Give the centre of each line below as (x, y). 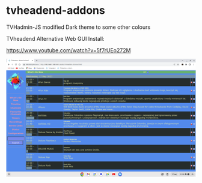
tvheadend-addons (56, 10)
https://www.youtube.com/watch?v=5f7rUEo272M (69, 50)
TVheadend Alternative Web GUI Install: (55, 38)
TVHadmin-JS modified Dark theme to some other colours (78, 27)
